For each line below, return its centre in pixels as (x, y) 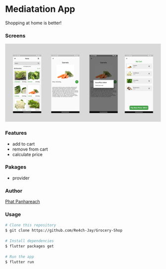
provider (21, 178)
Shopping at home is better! (33, 23)
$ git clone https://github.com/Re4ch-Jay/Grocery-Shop (64, 231)
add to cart (23, 144)
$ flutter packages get (30, 246)
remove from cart (30, 149)
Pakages (16, 167)
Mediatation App (40, 9)
